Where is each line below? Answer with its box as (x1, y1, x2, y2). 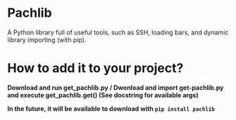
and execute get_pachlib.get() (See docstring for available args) (7, 91, 199, 99)
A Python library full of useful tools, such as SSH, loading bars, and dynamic (7, 28, 229, 36)
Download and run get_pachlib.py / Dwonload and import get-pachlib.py (7, 83, 224, 92)
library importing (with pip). (7, 35, 87, 44)
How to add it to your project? (7, 60, 184, 76)
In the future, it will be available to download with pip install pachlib (7, 104, 215, 113)
